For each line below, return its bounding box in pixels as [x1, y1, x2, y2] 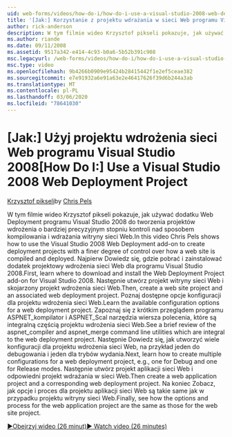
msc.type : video [7, 62, 54, 68]
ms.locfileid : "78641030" [7, 100, 81, 107]
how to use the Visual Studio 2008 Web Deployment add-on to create [7, 239, 205, 248]
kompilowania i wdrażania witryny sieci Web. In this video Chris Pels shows [7, 232, 220, 241]
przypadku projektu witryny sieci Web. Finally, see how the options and [7, 393, 209, 402]
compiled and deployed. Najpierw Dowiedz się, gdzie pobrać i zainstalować [7, 254, 222, 263]
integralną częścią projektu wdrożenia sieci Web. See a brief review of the [7, 320, 216, 328]
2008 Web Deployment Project [7, 174, 188, 190]
